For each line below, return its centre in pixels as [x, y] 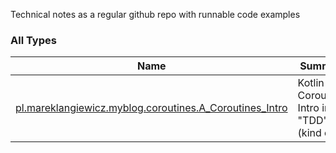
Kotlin [311, 83]
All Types [33, 40]
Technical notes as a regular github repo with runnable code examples [155, 14]
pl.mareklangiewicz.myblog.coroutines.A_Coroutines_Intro [151, 108]
